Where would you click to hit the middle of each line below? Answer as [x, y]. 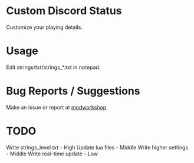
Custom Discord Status [64, 11]
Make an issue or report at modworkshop [56, 107]
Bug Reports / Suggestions [73, 91]
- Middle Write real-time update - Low [52, 154]
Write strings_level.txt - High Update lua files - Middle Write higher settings [97, 147]
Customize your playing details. [44, 27]
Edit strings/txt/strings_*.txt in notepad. [53, 67]
